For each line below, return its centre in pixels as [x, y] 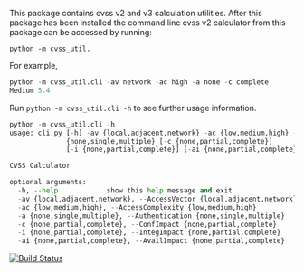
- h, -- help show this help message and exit [125, 191]
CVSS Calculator [40, 166]
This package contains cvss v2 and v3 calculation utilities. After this [136, 13]
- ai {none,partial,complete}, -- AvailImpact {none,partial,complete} [151, 241]
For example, [34, 66]
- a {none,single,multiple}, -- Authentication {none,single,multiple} [151, 216]
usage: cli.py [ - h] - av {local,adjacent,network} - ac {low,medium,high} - [153, 133]
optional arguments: [48, 183]
